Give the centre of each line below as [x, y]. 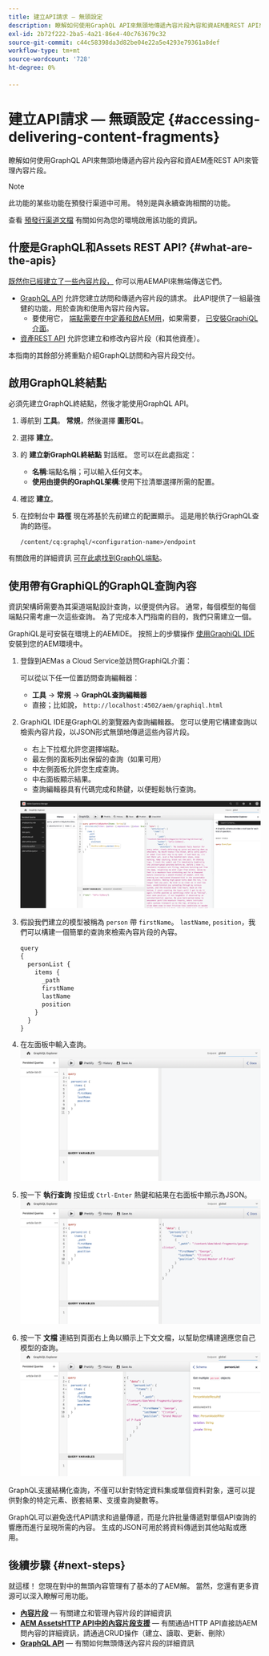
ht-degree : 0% [32, 68]
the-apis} [32, 261]
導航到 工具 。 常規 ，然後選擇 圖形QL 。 [84, 420]
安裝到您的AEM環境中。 [48, 644]
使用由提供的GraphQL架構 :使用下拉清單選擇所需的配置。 [125, 482]
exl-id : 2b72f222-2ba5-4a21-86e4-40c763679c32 [87, 34]
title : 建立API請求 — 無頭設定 [56, 17]
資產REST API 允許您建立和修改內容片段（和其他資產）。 [112, 338]
